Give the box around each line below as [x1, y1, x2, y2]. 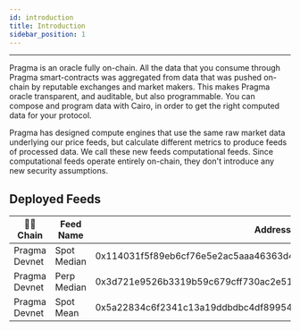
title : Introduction [9, 21, 87, 30]
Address [254, 224, 292, 236]
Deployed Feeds [9, 191, 101, 207]
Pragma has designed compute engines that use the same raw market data [9, 127, 286, 139]
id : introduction [9, 13, 74, 22]
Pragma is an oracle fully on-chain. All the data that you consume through [9, 63, 281, 73]
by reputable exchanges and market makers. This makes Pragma [30, 81, 271, 92]
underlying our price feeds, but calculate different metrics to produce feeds [9, 137, 287, 148]
